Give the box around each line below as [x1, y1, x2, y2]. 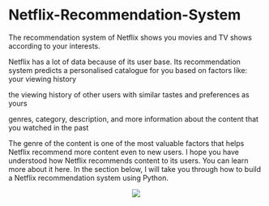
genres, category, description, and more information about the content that [8, 114, 259, 123]
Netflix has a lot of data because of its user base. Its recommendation [8, 57, 241, 67]
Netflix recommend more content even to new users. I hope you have [8, 147, 240, 157]
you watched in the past [8, 122, 89, 132]
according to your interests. [8, 41, 101, 50]
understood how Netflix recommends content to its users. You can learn [8, 156, 249, 165]
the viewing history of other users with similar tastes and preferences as [8, 89, 250, 99]
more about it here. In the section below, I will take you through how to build [8, 164, 262, 174]
